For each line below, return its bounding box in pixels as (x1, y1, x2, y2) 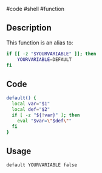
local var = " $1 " (12, 101, 50, 107)
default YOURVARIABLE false (6, 162, 78, 168)
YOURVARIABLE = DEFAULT (17, 56, 72, 63)
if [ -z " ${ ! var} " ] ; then (12, 112, 80, 118)
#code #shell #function (6, 5, 65, 12)
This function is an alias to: (6, 39, 73, 46)
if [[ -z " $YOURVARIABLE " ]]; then (6, 51, 97, 57)
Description (6, 23, 52, 33)
